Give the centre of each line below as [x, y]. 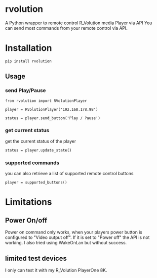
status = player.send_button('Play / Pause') [53, 118]
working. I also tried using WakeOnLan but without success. [66, 243]
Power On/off [26, 220]
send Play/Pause [25, 91]
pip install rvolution [28, 61]
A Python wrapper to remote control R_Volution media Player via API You [78, 23]
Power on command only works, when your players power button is [74, 232]
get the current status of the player [41, 141]
